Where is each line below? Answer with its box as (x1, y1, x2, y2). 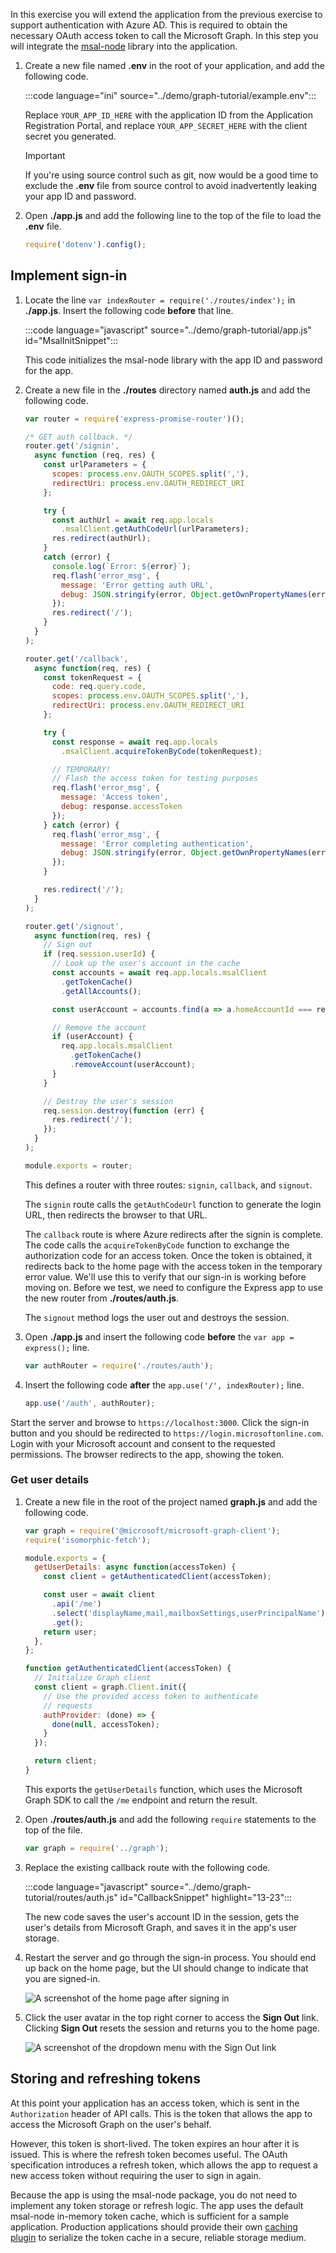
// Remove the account (51, 1022, 147, 1033)
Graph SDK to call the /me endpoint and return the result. (24, 1794, 258, 1806)
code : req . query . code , (51, 682, 147, 692)
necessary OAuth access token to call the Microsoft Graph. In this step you (10, 30, 319, 41)
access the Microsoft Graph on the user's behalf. (10, 2118, 212, 2130)
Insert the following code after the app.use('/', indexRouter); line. (24, 1379, 305, 1391)
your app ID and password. (24, 190, 137, 202)
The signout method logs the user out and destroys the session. (24, 1311, 290, 1323)
